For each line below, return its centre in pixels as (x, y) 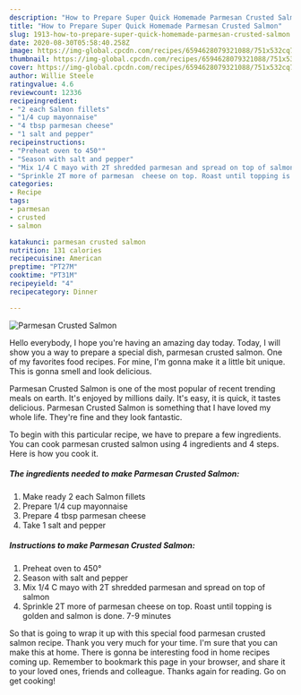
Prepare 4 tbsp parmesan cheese (84, 515)
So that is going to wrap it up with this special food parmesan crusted (138, 633)
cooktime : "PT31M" (43, 275)
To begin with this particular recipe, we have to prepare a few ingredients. (146, 434)
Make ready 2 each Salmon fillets (84, 496)
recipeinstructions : (48, 142)
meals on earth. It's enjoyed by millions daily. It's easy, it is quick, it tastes (145, 398)
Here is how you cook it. (54, 453)
